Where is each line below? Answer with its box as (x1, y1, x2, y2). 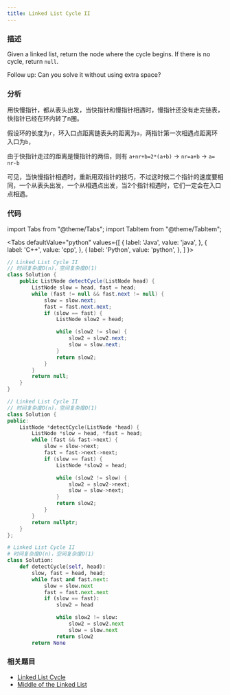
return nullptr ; (32, 519, 78, 526)
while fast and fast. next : (32, 576, 109, 583)
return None (32, 639, 67, 646)
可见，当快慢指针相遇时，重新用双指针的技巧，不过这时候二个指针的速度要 (7, 173, 218, 181)
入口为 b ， (7, 138, 35, 146)
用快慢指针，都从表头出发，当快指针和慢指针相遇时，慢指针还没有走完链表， (7, 106, 224, 114)
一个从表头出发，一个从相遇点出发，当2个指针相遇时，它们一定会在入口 (19, 181, 222, 189)
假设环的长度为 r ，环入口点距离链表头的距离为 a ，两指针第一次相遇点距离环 (7, 129, 218, 137)
